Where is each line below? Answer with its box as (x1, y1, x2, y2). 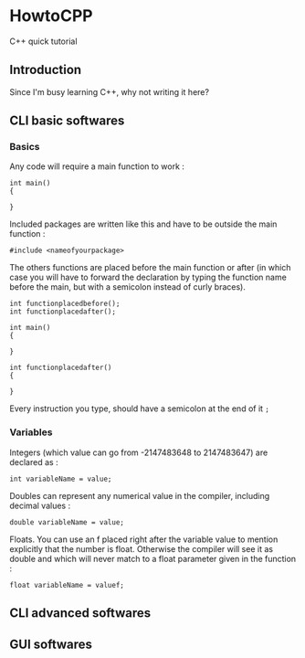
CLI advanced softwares (9, 605, 152, 621)
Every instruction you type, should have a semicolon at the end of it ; (9, 403, 269, 414)
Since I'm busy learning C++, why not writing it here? (9, 86, 210, 97)
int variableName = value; (9, 474, 112, 483)
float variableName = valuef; (9, 580, 125, 589)
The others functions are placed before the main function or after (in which (9, 262, 291, 273)
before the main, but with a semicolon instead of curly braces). (9, 281, 247, 292)
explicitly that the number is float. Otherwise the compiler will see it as (9, 543, 274, 554)
